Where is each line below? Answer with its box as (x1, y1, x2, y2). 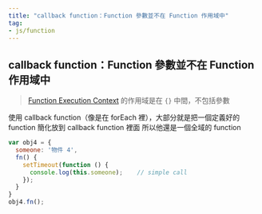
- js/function (8, 26, 56, 34)
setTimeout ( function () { (22, 160, 109, 168)
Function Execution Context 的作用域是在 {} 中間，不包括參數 (27, 96, 230, 105)
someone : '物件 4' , (15, 146, 78, 154)
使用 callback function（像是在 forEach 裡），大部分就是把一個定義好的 (8, 113, 240, 122)
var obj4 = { (8, 139, 52, 147)
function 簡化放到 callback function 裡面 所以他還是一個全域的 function (8, 123, 241, 133)
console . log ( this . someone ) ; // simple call (29, 168, 188, 176)
